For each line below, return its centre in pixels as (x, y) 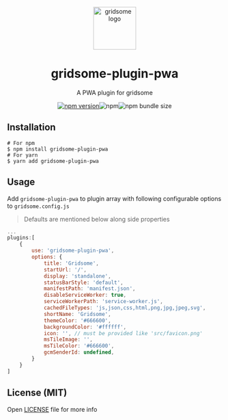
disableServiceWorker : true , (85, 295)
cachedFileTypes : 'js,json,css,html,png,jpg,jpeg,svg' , (125, 308)
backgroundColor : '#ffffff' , (85, 327)
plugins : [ (21, 238)
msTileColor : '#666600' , (79, 346)
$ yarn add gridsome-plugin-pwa (53, 161)
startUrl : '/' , (65, 270)
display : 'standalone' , (77, 276)
